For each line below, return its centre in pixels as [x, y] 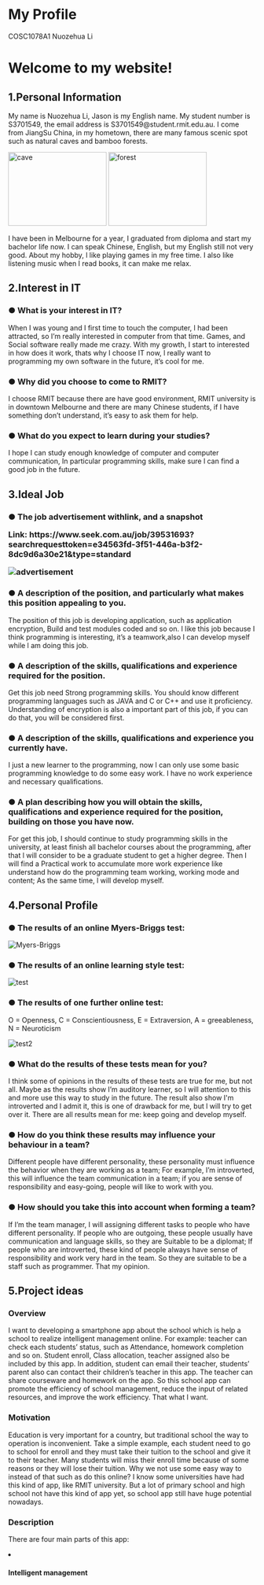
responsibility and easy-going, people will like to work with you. [111, 1187]
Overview [27, 1313]
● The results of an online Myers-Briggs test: [97, 927]
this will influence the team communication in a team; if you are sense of [125, 1178]
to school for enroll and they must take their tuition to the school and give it [130, 1451]
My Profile [42, 15]
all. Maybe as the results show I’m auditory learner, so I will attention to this [130, 1089]
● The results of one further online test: [86, 1003]
